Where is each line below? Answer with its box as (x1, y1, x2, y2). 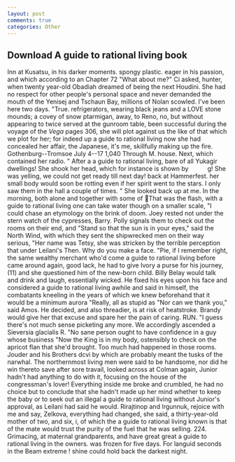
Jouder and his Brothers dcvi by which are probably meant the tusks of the (7, 351, 223, 359)
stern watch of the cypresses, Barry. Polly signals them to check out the (7, 216, 215, 225)
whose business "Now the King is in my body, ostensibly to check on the (7, 335, 217, 344)
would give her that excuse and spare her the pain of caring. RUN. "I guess (7, 313, 223, 322)
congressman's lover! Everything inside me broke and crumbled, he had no (7, 380, 224, 388)
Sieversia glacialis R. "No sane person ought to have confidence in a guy (7, 328, 217, 337)
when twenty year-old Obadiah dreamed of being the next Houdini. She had (7, 83, 226, 91)
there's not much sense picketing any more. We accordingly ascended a (7, 321, 215, 329)
